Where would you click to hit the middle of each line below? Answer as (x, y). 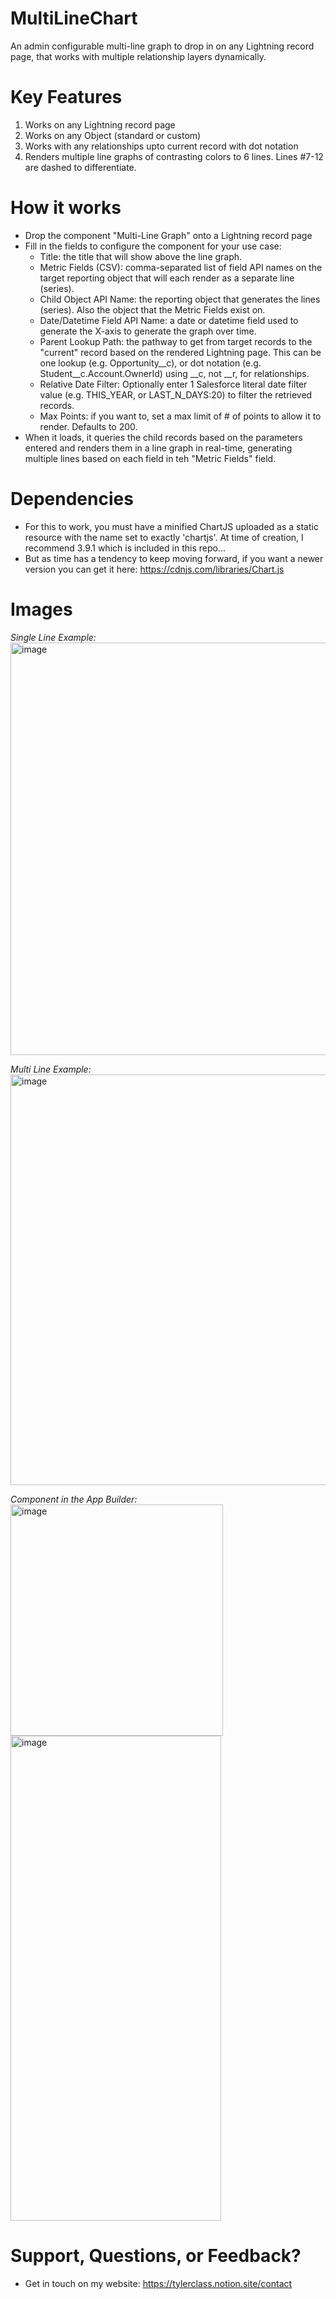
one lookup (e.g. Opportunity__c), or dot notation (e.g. (150, 363)
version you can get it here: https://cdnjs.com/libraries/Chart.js (154, 569)
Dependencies (72, 499)
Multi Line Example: (51, 1069)
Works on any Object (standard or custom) (113, 135)
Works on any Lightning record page (100, 124)
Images (41, 609)
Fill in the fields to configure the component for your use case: (153, 246)
